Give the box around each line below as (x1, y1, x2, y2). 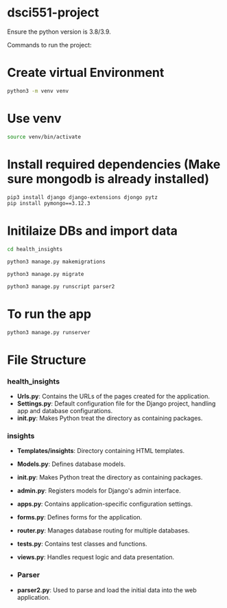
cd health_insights (7, 246, 63, 253)
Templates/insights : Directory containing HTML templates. (16, 447, 185, 455)
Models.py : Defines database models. (16, 460, 126, 468)
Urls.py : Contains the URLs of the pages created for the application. (16, 392, 211, 400)
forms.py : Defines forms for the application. (16, 513, 143, 522)
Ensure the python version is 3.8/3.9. (7, 27, 111, 36)
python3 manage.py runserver (7, 329, 91, 336)
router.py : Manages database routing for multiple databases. (16, 526, 190, 535)
